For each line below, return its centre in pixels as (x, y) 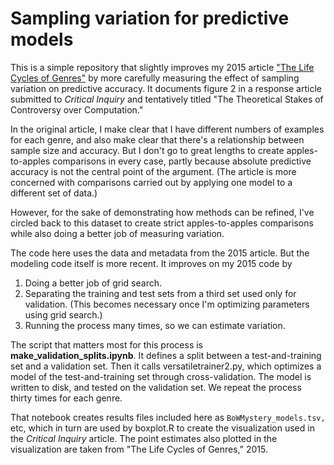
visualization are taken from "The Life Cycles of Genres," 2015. (139, 449)
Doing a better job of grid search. (93, 283)
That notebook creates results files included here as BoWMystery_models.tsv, (168, 417)
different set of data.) (54, 193)
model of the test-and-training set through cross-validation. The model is (161, 376)
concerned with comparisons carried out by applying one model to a (151, 182)
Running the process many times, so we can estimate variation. (155, 325)
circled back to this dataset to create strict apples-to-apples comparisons (162, 223)
